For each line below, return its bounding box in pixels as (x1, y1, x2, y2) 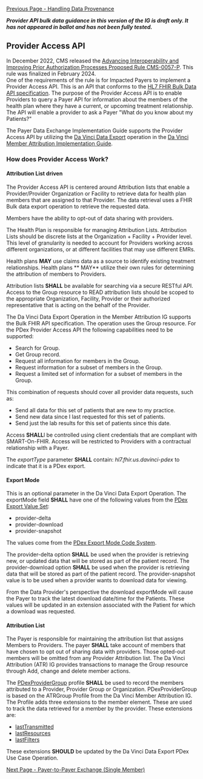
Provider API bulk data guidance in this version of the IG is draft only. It (6, 17, 189, 24)
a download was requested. (6, 608, 76, 615)
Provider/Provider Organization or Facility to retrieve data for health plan (6, 189, 187, 197)
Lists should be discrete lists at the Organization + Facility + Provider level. (6, 233, 193, 240)
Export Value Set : (6, 503, 50, 510)
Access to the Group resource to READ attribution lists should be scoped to (6, 288, 195, 296)
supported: (6, 332, 34, 339)
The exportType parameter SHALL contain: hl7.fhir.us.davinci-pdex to (6, 455, 180, 463)
